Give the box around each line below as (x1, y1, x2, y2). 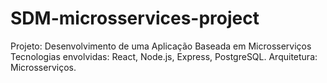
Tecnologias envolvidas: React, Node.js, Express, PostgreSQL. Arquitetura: (10, 50, 318, 62)
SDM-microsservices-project (10, 7, 260, 30)
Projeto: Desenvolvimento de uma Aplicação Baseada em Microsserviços (10, 40, 312, 52)
